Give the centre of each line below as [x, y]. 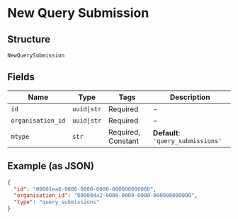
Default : [166, 133]
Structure [29, 39]
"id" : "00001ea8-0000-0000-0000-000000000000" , [85, 189]
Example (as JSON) [51, 166]
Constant [124, 141]
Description [190, 97]
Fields [21, 77]
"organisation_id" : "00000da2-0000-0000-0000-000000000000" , [106, 196]
